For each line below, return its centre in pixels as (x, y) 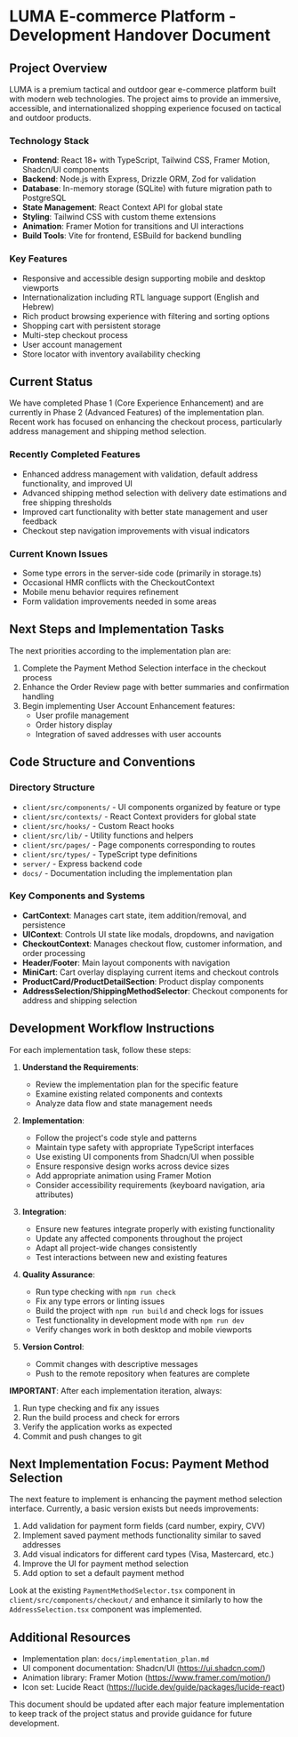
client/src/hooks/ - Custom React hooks (98, 825)
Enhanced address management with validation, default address (140, 474)
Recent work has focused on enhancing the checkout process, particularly (146, 422)
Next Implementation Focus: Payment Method (139, 1464)
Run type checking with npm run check (105, 1291)
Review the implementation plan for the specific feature (137, 1084)
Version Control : (53, 1347)
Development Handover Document (140, 35)
